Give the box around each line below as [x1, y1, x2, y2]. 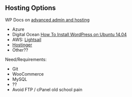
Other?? [12, 47, 28, 53]
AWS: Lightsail [12, 37, 42, 42]
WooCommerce [12, 71, 44, 77]
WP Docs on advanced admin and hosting [5, 17, 90, 22]
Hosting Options [5, 4, 56, 12]
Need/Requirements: [5, 56, 47, 62]
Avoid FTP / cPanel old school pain [12, 86, 83, 92]
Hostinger [12, 41, 33, 48]
